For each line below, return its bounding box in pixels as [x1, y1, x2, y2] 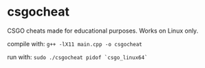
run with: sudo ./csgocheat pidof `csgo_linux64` [7, 52, 148, 61]
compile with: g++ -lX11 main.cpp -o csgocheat [7, 39, 142, 48]
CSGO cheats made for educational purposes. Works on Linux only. [7, 27, 199, 35]
